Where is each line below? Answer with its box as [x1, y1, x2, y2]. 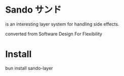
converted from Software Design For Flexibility [5, 31, 103, 37]
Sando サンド [5, 4, 62, 16]
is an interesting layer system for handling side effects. [5, 21, 119, 27]
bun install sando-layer [5, 65, 53, 71]
